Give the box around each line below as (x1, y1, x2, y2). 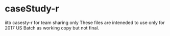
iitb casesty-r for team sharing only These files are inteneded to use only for (5, 19, 165, 25)
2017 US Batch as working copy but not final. (5, 24, 100, 30)
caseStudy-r (5, 3, 59, 14)
